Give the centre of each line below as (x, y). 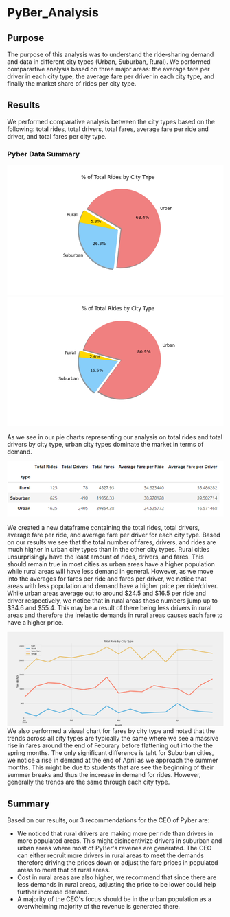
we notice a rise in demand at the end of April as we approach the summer (113, 761)
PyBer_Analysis (53, 13)
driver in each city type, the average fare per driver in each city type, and (111, 76)
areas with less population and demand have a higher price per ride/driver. (113, 586)
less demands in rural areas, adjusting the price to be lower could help (116, 884)
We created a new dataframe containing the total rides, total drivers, (104, 528)
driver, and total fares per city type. (57, 136)
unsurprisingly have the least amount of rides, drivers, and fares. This (105, 557)
